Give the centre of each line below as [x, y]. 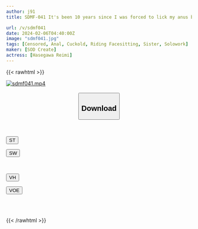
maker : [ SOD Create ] [32, 50]
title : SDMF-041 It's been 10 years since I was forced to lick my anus [97, 17]
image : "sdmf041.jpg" [33, 39]
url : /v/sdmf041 [26, 28]
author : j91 [21, 12]
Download [99, 108]
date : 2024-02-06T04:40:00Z [41, 33]
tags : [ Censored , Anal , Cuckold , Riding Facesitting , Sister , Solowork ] [97, 44]
